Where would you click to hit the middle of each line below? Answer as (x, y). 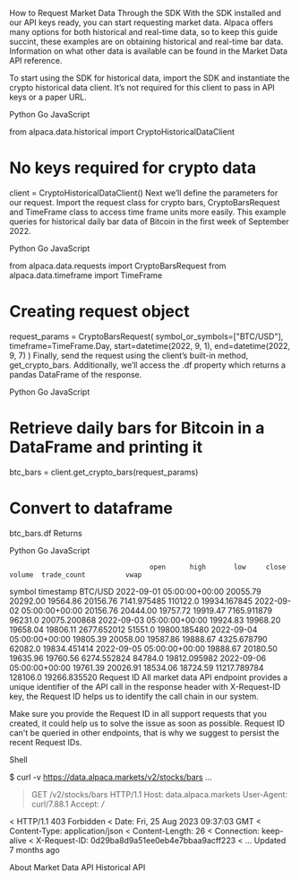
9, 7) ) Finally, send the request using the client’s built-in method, (129, 355)
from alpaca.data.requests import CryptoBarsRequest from (118, 266)
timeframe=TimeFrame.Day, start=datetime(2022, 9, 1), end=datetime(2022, (150, 345)
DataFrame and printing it (106, 447)
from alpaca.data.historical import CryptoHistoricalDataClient (122, 132)
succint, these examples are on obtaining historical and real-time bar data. (146, 41)
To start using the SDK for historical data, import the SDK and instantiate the (150, 78)
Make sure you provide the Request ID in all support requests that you (138, 713)
